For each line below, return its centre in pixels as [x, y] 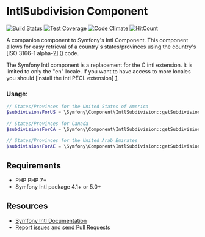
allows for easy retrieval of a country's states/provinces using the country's [101, 47]
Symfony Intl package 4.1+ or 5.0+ [58, 187]
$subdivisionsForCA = [34, 129]
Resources [27, 206]
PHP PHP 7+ [31, 180]
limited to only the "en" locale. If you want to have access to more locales [99, 71]
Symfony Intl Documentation [51, 220]
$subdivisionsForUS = [34, 112]
